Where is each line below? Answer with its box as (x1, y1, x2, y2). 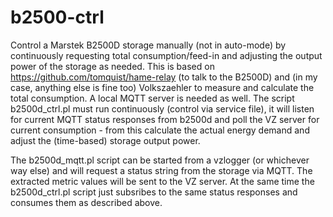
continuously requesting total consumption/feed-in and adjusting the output (10, 49, 323, 61)
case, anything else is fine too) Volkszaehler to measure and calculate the (10, 81, 315, 93)
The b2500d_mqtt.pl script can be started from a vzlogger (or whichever (10, 154, 310, 166)
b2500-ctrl (10, 6, 105, 29)
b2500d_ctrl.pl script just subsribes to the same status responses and (10, 186, 298, 198)
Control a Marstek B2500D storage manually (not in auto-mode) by (10, 39, 287, 51)
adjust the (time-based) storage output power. (10, 134, 201, 146)
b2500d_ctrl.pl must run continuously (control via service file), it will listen (10, 102, 315, 115)
